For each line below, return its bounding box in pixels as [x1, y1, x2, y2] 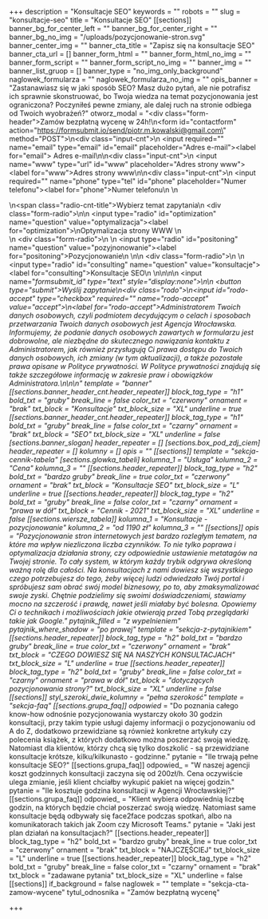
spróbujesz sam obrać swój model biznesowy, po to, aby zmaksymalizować [9, 582, 260, 592]
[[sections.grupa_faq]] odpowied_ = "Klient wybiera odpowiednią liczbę [9, 794, 245, 803]
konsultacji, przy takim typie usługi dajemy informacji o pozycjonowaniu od [9, 718, 256, 727]
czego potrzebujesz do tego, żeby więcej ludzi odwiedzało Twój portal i [9, 574, 245, 583]
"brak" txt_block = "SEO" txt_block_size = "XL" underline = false [9, 430, 221, 438]
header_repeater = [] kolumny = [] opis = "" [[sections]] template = [9, 446, 230, 456]
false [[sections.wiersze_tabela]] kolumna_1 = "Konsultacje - [9, 514, 208, 524]
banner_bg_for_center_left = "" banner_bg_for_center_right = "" [9, 24, 218, 33]
